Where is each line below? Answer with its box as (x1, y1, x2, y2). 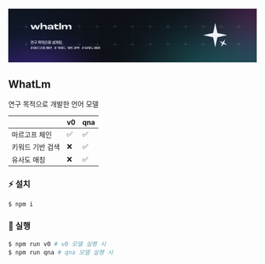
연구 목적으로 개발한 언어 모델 (8, 99, 99, 109)
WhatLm (8, 77, 51, 91)
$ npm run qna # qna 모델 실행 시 (8, 248, 114, 256)
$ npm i (8, 200, 34, 209)
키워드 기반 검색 (11, 143, 61, 152)
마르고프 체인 (11, 130, 53, 139)
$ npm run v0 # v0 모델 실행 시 (8, 240, 106, 248)
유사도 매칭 (11, 154, 46, 164)
